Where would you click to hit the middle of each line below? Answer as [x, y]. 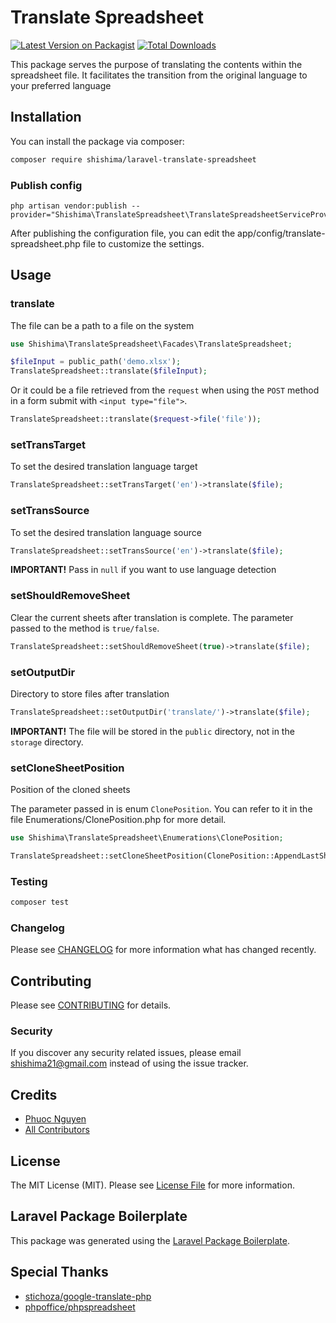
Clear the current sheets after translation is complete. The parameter [152, 617]
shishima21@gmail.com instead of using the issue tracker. [129, 1063]
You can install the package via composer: [97, 141]
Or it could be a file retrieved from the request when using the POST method [165, 390]
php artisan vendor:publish [69, 206]
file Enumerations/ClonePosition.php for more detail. [118, 820]
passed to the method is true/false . [85, 628]
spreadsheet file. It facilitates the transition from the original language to [159, 75]
